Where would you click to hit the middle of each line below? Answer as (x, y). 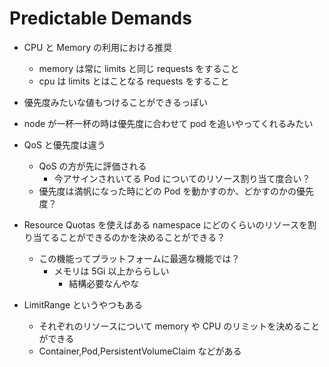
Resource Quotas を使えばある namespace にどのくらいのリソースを (166, 224)
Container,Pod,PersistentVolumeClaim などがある (140, 351)
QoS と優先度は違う (64, 144)
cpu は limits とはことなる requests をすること (134, 81)
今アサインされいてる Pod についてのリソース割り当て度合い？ (182, 178)
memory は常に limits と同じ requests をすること (139, 68)
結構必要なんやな (104, 283)
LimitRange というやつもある (83, 304)
